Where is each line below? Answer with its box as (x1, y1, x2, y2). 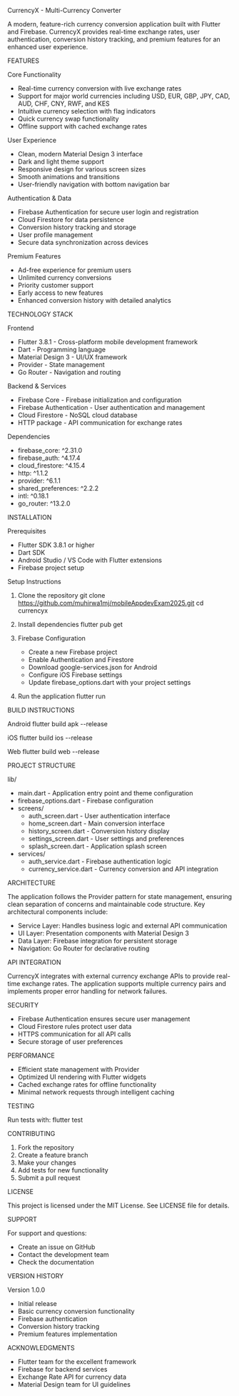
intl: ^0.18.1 (17, 492, 49, 500)
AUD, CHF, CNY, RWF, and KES (17, 99, 111, 108)
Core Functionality (7, 71, 62, 79)
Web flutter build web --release (7, 748, 100, 755)
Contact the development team (17, 1250, 109, 1259)
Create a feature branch (17, 1151, 88, 1159)
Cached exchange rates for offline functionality (17, 1080, 157, 1088)
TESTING (7, 1102, 35, 1110)
